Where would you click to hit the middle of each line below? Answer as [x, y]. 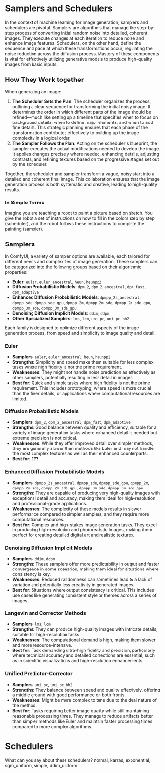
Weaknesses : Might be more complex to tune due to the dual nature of [84, 700]
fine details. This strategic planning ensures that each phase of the [80, 127]
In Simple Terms [25, 202]
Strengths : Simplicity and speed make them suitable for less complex [83, 362]
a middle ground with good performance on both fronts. [69, 695]
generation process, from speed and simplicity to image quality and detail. [81, 333]
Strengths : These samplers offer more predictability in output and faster [85, 564]
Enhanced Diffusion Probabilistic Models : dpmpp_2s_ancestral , [77, 297]
